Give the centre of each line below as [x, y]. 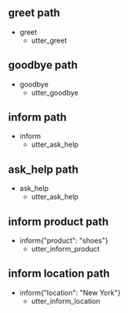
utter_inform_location [66, 301]
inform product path [59, 221]
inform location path [59, 274]
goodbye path [43, 65]
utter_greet [49, 40]
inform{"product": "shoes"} [64, 240]
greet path [34, 13]
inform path [37, 117]
